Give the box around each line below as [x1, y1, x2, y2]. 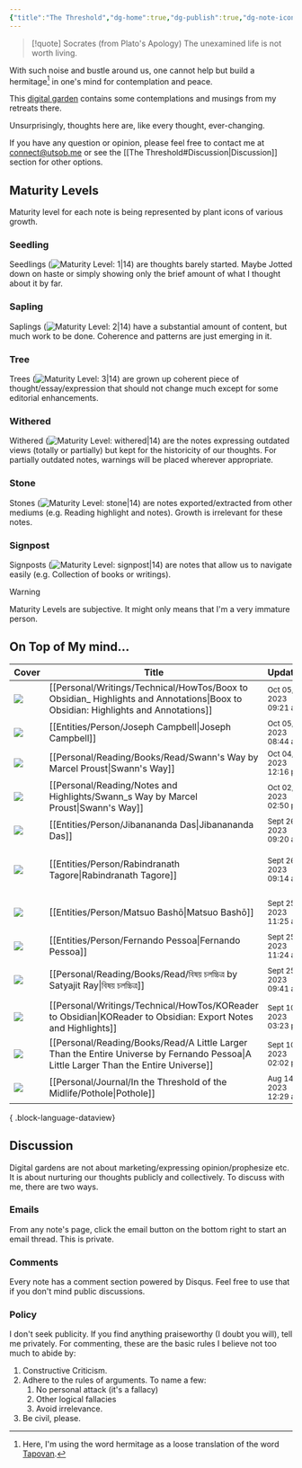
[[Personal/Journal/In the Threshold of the [49, 1075, 227, 1088]
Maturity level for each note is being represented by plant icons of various [9, 207, 283, 218]
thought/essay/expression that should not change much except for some [9, 383, 279, 394]
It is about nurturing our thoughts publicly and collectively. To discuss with [9, 1171, 285, 1182]
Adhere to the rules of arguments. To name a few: [22, 1375, 207, 1385]
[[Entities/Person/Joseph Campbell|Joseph [49, 720, 232, 733]
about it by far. [9, 278, 63, 289]
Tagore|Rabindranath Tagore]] [49, 868, 178, 881]
